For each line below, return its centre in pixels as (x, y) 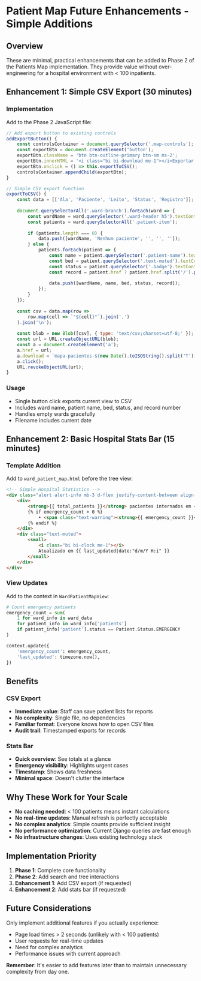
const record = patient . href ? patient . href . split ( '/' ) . (121, 272)
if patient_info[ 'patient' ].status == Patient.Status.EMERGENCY (99, 629)
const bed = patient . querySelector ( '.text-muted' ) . (115, 261)
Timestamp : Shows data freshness (58, 772)
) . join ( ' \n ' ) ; (34, 322)
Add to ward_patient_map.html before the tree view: (70, 479)
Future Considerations (49, 908)
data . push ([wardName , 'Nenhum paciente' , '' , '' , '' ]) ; (109, 239)
